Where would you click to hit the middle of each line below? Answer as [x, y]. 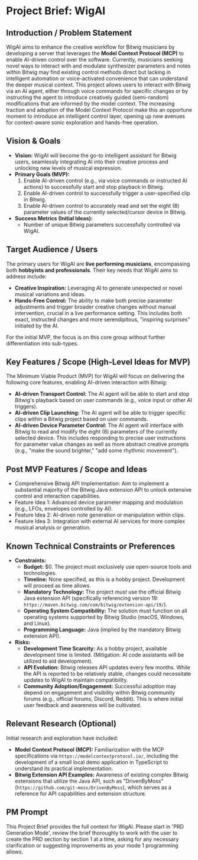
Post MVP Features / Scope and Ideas [77, 469]
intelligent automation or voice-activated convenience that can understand [97, 78]
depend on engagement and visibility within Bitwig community [99, 693]
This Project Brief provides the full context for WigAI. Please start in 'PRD [95, 826]
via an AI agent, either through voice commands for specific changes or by [97, 91]
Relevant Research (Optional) [61, 724]
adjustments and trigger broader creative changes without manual [95, 307]
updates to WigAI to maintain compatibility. [76, 680]
